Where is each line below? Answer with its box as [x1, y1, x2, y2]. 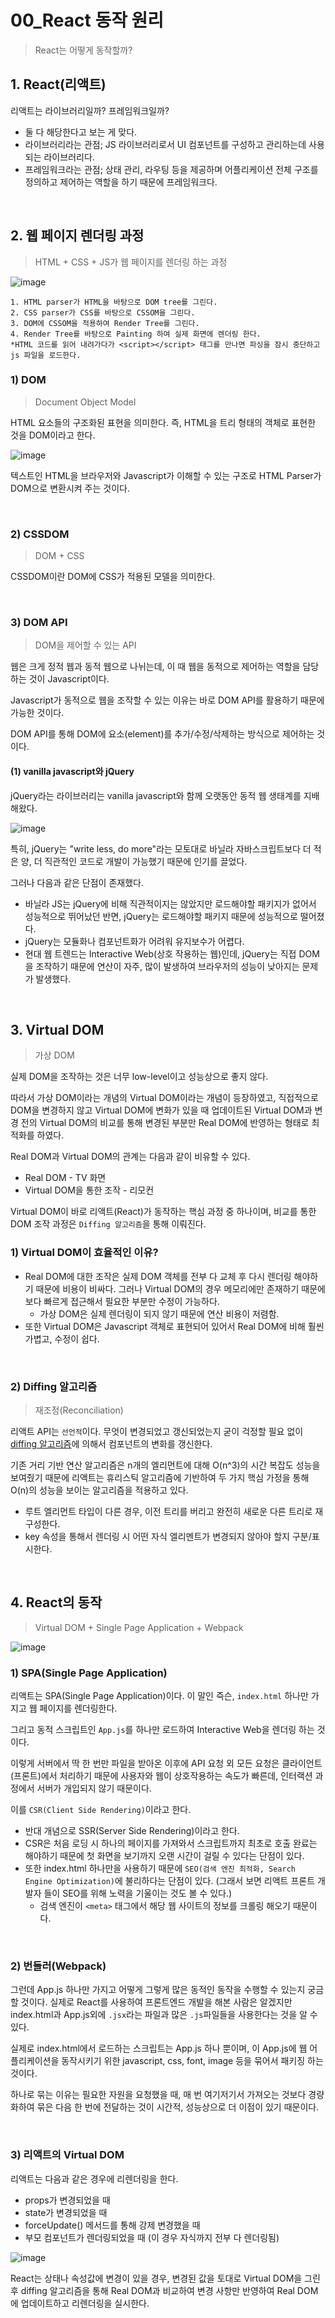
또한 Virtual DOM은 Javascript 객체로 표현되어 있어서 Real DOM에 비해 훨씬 [24, 1320, 325, 1332]
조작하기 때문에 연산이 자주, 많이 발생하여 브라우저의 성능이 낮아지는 [35, 960, 300, 972]
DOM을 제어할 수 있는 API [34, 639, 137, 651]
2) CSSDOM [10, 527, 70, 541]
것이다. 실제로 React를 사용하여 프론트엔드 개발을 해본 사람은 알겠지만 [20, 1996, 293, 2008]
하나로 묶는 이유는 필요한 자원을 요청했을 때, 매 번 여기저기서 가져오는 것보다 [10, 2089, 307, 2101]
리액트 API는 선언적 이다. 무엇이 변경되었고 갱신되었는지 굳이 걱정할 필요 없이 [10, 1426, 304, 1438]
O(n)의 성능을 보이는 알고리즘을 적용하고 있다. [10, 1484, 189, 1496]
